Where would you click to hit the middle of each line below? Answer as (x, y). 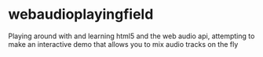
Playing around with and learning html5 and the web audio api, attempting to (131, 36)
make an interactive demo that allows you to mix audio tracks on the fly (123, 44)
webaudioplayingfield (81, 14)
